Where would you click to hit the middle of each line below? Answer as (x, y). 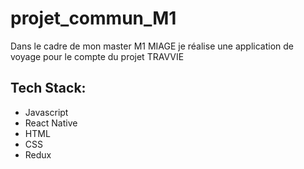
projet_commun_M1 (93, 18)
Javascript (46, 112)
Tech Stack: (48, 88)
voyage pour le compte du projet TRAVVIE (97, 56)
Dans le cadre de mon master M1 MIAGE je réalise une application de (152, 46)
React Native (51, 123)
